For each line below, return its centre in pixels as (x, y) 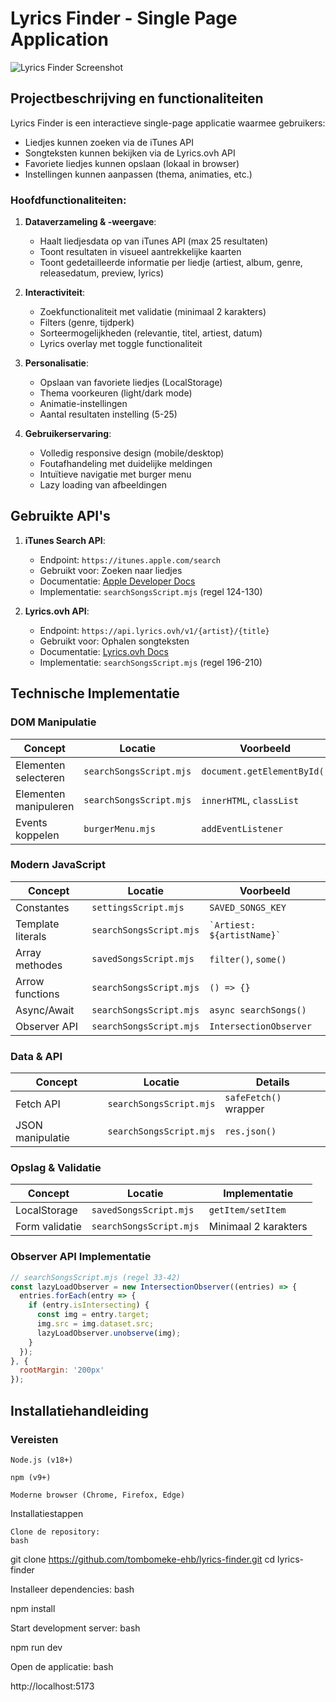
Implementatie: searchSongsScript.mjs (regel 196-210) (151, 662)
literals (31, 936)
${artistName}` (245, 935)
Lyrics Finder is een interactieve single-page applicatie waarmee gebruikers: (168, 123)
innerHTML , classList (250, 800)
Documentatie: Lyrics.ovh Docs (104, 651)
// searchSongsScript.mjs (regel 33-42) (96, 1277)
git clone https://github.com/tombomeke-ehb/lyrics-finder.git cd (143, 1559)
